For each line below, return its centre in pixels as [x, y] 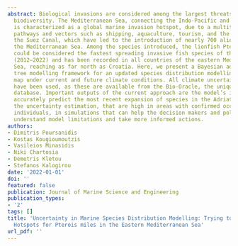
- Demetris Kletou [34, 159]
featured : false [31, 185]
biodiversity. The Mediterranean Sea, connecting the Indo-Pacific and [122, 21]
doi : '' [19, 179]
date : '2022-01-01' [36, 172]
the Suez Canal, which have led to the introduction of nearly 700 [115, 40]
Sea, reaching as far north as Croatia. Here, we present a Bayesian [118, 67]
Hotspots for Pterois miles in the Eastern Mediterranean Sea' [109, 225]
